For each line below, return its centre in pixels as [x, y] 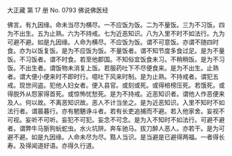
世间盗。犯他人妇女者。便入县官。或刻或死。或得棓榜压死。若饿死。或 [125, 85]
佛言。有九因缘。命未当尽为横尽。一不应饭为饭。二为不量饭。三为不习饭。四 [116, 25]
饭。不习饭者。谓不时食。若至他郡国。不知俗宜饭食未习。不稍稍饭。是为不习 [116, 59]
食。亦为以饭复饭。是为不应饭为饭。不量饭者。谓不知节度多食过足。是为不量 [116, 51]
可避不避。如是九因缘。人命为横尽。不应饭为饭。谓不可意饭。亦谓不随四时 [113, 42]
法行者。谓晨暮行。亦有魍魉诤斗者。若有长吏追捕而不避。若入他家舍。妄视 [113, 111]
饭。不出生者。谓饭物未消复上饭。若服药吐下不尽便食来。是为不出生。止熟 [113, 68]
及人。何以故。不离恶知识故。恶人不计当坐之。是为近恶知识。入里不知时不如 [116, 103]
